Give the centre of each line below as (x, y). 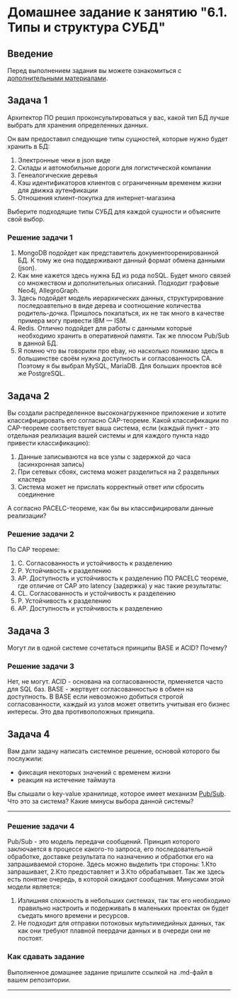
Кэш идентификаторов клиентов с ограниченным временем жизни (119, 182)
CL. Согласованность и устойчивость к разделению (96, 594)
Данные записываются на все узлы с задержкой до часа (104, 456)
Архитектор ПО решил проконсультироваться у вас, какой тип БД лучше (118, 117)
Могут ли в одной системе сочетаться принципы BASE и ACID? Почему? (118, 648)
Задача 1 (28, 100)
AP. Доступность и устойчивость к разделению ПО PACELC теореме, (123, 578)
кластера (32, 479)
